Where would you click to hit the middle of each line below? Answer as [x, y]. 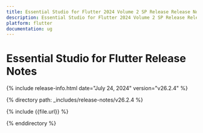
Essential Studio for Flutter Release [96, 59]
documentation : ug [29, 29]
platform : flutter [29, 23]
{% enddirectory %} [31, 123]
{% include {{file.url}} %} [37, 112]
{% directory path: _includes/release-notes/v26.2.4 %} [75, 100]
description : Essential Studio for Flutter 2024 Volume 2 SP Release [96, 18]
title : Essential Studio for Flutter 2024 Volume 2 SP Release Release [98, 12]
